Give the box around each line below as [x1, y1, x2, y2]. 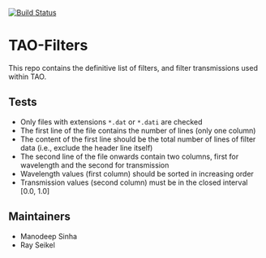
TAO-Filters [8, 37, 88, 55]
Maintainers [8, 210, 71, 224]
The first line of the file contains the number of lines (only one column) [19, 125, 256, 135]
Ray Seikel [19, 240, 55, 250]
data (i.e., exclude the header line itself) [19, 142, 153, 152]
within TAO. [8, 72, 47, 81]
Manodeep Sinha [19, 231, 78, 241]
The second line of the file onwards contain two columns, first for [19, 151, 239, 161]
